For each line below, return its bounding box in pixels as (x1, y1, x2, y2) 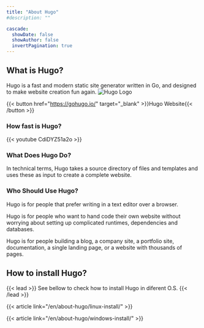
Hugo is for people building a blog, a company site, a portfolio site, (6, 237, 175, 245)
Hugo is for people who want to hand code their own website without (6, 212, 181, 220)
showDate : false (12, 31, 53, 37)
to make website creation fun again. (6, 88, 97, 95)
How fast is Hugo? (6, 122, 62, 130)
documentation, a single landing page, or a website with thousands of (6, 244, 183, 251)
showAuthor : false (12, 37, 59, 43)
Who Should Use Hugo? (6, 187, 78, 195)
